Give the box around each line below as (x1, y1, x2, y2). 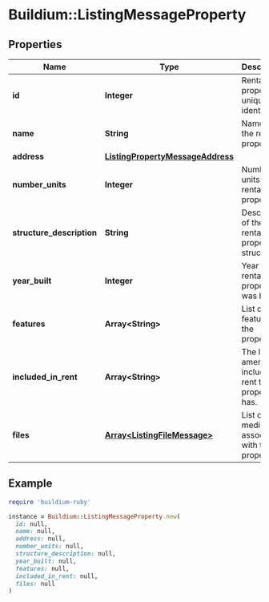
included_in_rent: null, (15, 572, 98, 580)
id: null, (15, 519, 48, 528)
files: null (15, 580, 56, 588)
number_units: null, (15, 543, 84, 551)
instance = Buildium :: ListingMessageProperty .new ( (8, 512, 181, 520)
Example (8, 477, 53, 491)
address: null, (15, 535, 66, 543)
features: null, (15, 564, 70, 572)
